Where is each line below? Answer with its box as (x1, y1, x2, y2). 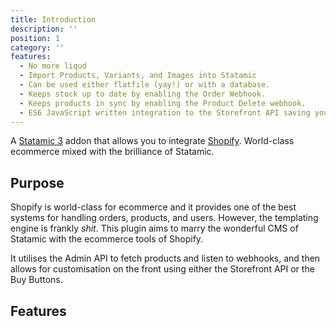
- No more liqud (19, 61, 87, 71)
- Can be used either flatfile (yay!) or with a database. (19, 80, 271, 90)
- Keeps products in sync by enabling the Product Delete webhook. (19, 98, 307, 108)
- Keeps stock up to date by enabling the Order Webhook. (19, 89, 267, 99)
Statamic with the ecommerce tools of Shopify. (10, 233, 204, 245)
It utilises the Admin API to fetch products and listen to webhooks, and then (10, 252, 321, 265)
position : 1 (10, 33, 60, 43)
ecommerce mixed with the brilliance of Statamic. (10, 146, 215, 158)
